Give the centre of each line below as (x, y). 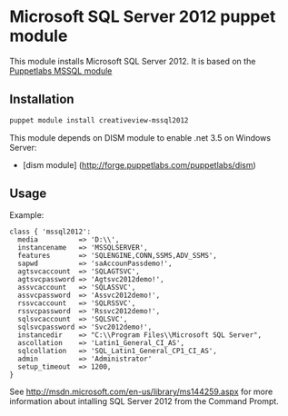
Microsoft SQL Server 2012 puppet (143, 17)
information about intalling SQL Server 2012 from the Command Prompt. (144, 401)
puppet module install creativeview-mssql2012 (99, 120)
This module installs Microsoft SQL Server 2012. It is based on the (133, 61)
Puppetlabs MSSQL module (61, 71)
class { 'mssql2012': (50, 232)
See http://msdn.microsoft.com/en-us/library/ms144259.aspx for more (141, 391)
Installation (42, 99)
